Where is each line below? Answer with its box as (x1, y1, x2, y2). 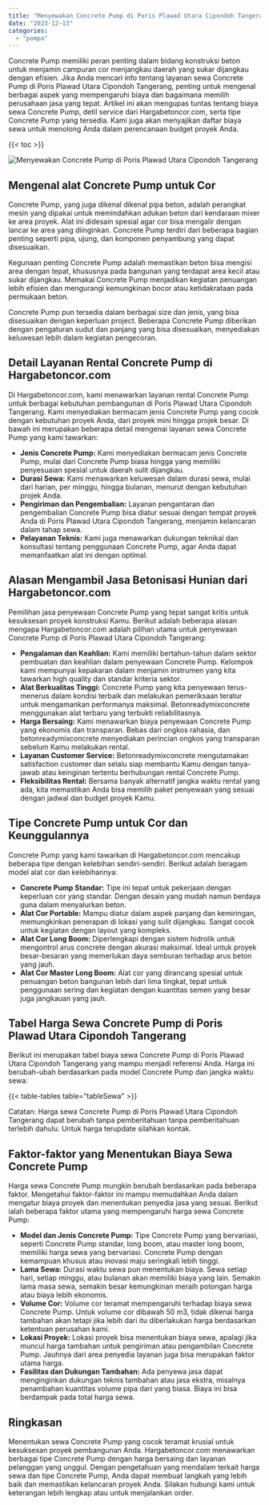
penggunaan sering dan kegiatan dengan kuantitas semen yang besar (19, 985, 251, 995)
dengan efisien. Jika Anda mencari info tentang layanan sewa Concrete (8, 73, 244, 83)
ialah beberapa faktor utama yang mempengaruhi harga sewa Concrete (8, 1207, 244, 1217)
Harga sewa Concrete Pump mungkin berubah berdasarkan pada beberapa (8, 1181, 257, 1191)
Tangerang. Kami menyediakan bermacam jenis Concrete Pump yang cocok (8, 406, 259, 417)
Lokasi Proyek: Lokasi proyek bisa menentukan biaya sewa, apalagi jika (19, 1333, 257, 1342)
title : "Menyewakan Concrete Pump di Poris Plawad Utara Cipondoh (8, 11, 235, 20)
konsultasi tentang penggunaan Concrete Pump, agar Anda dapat (19, 542, 237, 551)
